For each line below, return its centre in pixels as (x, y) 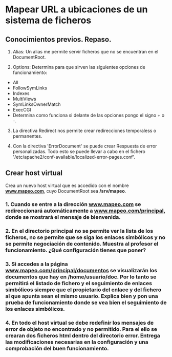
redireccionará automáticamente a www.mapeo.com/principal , (85, 211)
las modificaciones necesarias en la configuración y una (77, 342)
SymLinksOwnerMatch (37, 104)
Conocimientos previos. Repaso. (58, 39)
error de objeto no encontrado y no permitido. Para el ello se (81, 329)
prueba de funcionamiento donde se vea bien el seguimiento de (86, 303)
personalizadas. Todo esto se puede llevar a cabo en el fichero (79, 152)
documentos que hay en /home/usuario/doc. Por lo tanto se (81, 277)
